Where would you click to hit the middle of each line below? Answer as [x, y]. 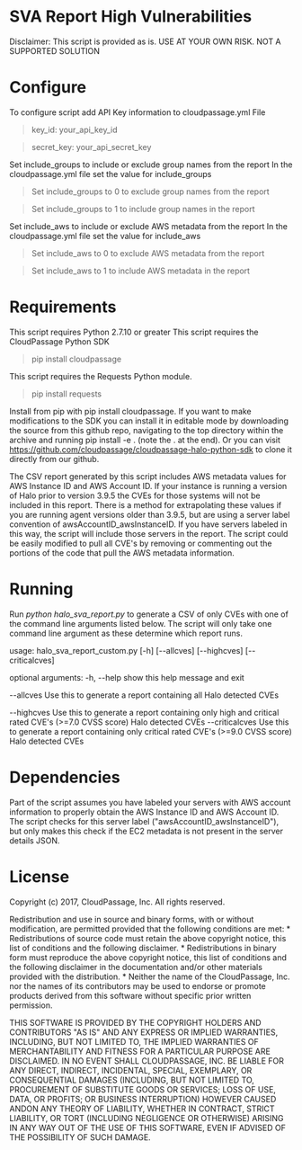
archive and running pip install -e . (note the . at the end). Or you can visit [145, 440]
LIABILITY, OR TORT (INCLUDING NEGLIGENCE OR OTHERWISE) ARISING [147, 1118]
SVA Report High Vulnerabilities [131, 17]
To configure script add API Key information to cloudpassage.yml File [138, 112]
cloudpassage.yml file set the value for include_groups [111, 174]
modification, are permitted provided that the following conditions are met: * [150, 929]
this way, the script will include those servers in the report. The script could [149, 533]
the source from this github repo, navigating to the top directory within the [147, 430]
